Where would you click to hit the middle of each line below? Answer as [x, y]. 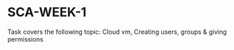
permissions [26, 39]
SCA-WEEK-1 [47, 12]
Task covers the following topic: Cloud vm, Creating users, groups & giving [117, 32]
